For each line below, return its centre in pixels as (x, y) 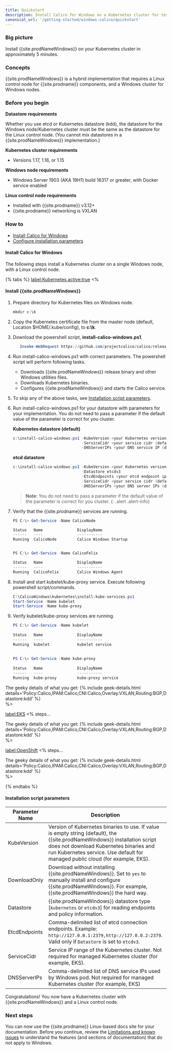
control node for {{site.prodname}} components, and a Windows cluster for (84, 84)
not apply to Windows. (29, 1043)
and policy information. (76, 914)
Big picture (19, 37)
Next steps (19, 1015)
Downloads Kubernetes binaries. (55, 382)
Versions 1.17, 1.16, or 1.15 (38, 160)
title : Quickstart (25, 10)
